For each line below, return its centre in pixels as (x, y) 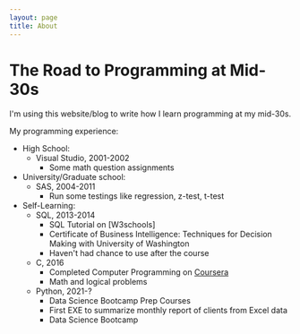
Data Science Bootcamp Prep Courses (120, 301)
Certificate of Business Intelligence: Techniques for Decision (161, 235)
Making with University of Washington (119, 244)
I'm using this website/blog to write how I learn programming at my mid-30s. (150, 114)
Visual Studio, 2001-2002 (82, 158)
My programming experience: (64, 132)
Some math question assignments (111, 167)
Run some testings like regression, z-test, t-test (137, 196)
